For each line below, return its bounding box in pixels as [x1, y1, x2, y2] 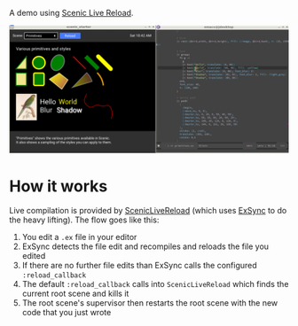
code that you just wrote [21, 307, 112, 318]
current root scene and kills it [21, 288, 129, 299]
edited [21, 251, 46, 261]
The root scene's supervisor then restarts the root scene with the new [21, 298, 278, 308]
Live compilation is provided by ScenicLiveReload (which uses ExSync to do [9, 206, 287, 216]
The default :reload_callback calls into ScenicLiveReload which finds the [21, 279, 289, 290]
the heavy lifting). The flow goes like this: [9, 214, 160, 225]
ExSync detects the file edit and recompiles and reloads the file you [21, 241, 269, 252]
